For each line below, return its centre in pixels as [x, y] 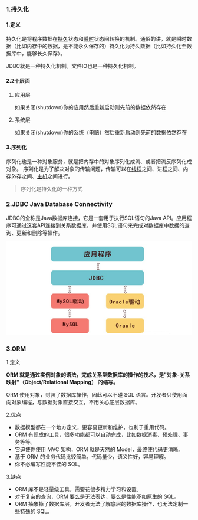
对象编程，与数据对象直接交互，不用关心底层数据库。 [75, 402]
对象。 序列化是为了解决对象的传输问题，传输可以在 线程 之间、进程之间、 [95, 169]
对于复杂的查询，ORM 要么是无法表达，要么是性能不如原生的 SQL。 [97, 496]
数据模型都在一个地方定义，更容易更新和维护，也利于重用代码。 [92, 427]
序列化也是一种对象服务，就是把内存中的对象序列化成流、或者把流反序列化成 [99, 161]
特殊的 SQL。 [36, 511]
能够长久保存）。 [46, 54]
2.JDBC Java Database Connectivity [60, 204]
